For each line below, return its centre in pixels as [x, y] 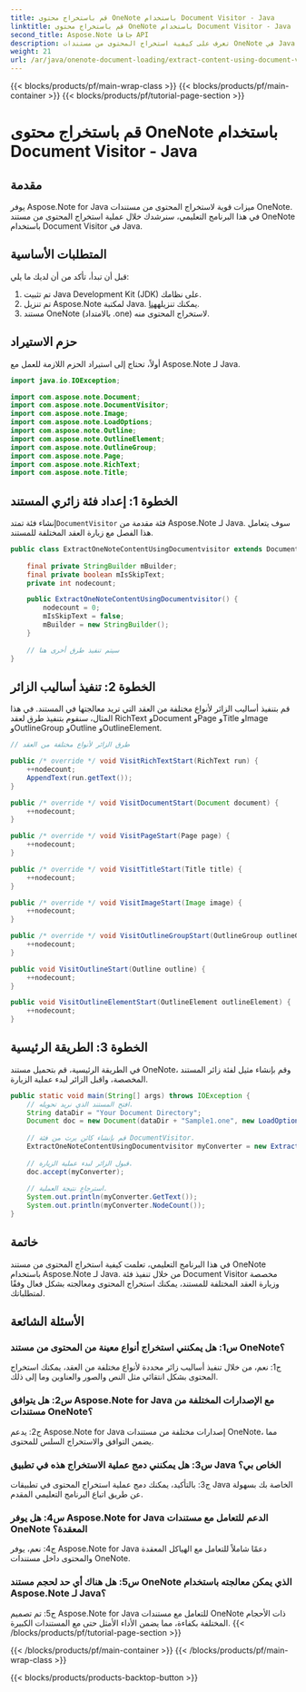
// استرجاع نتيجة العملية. [67, 1189]
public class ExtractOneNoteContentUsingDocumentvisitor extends [136, 549]
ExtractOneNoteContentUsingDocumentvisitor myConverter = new [147, 1147]
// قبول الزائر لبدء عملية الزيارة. [80, 1163]
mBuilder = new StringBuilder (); [106, 625]
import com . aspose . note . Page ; [68, 456]
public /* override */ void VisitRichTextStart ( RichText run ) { [134, 761]
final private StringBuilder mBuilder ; [102, 566]
